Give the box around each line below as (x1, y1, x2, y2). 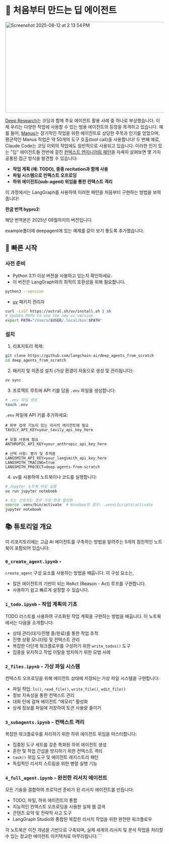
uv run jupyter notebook (5, 489, 57, 494)
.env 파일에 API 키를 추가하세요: (5, 412, 68, 418)
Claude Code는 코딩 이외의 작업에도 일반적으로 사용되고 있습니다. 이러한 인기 (5, 142, 157, 148)
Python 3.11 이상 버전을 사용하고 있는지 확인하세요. (12, 272, 112, 278)
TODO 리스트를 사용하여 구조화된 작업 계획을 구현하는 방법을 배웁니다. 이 (5, 613, 148, 619)
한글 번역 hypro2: (5, 206, 41, 212)
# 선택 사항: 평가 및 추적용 (5, 451, 56, 456)
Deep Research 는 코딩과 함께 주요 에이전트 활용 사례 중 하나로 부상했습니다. (5, 117, 155, 123)
